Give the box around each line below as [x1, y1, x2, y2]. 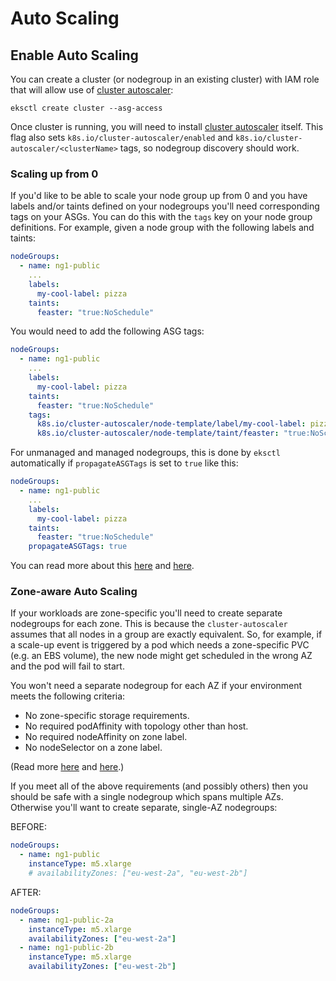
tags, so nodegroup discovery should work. [119, 142, 300, 154]
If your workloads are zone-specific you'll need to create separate [10, 607, 283, 619]
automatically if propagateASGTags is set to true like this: [10, 457, 239, 469]
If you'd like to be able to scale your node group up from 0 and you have [10, 190, 308, 202]
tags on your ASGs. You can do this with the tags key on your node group [10, 211, 313, 223]
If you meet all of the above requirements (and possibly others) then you [10, 780, 308, 792]
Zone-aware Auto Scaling [10, 585, 138, 599]
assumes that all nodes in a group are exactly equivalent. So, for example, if [10, 628, 323, 641]
